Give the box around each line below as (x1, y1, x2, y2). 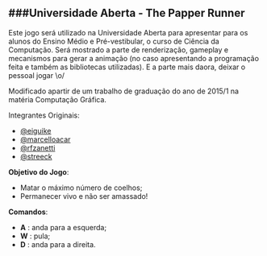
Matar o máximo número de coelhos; (19, 183, 143, 192)
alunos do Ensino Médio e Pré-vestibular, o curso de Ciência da (8, 36, 219, 46)
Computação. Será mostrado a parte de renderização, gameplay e (8, 44, 228, 55)
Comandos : (8, 207, 48, 217)
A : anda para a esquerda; (19, 222, 107, 232)
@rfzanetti (19, 142, 56, 152)
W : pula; (19, 231, 51, 241)
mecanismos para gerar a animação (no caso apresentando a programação (8, 53, 260, 63)
